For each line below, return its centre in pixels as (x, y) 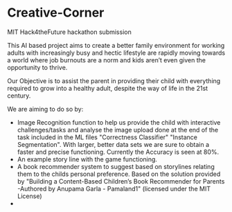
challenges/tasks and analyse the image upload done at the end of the (118, 130)
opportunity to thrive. (37, 67)
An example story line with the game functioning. (87, 159)
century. (19, 96)
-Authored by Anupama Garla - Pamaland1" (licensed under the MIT (114, 188)
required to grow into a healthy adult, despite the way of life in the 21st (108, 88)
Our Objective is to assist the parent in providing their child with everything (114, 80)
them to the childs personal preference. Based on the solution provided (119, 174)
